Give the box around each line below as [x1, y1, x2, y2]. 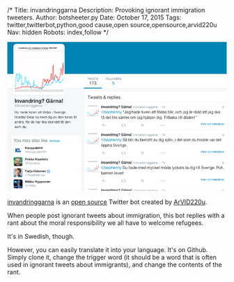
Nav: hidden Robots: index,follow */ [7, 28, 109, 36]
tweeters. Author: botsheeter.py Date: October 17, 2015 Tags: [7, 13, 182, 22]
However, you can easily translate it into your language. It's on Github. [7, 245, 208, 253]
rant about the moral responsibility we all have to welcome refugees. [7, 219, 204, 227]
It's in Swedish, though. [7, 232, 75, 240]
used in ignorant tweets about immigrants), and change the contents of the [7, 260, 222, 269]
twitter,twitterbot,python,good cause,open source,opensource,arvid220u [7, 21, 217, 29]
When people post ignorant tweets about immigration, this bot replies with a [7, 211, 225, 219]
